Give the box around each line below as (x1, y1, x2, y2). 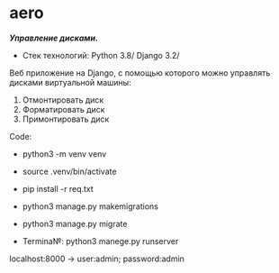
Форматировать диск (22, 104, 105, 114)
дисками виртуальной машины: (9, 77, 132, 87)
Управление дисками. (9, 32, 99, 43)
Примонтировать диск (22, 114, 110, 124)
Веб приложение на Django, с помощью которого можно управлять (9, 67, 271, 78)
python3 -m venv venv (22, 148, 107, 159)
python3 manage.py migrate (22, 218, 128, 229)
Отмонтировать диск (22, 94, 104, 105)
